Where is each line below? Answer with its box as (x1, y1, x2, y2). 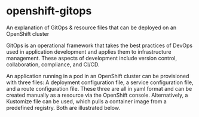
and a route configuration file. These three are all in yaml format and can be (6, 85, 192, 92)
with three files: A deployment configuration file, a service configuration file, (6, 79, 194, 86)
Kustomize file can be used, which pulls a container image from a (6, 97, 167, 105)
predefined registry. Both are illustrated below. (6, 104, 121, 111)
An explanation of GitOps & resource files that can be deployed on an (6, 24, 177, 31)
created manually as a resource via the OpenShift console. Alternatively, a (6, 91, 188, 98)
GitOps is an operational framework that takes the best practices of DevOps (6, 42, 193, 49)
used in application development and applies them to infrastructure (6, 48, 172, 55)
